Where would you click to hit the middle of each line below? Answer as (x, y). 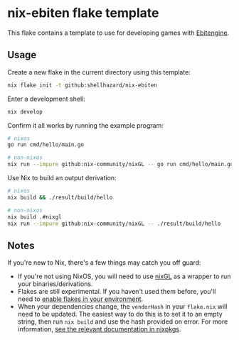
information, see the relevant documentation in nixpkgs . (99, 329)
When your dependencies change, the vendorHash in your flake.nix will (122, 307)
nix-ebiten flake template (83, 13)
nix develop (25, 111)
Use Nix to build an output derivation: (62, 178)
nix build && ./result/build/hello (60, 197)
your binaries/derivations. (55, 284)
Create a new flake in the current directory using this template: (99, 72)
